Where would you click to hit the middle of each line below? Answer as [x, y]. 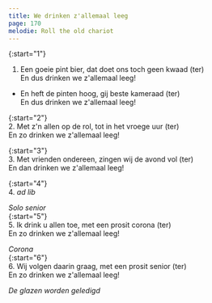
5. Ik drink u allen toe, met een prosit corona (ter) [90, 225]
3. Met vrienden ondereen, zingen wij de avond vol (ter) [101, 159]
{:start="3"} [28, 151]
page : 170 [25, 23]
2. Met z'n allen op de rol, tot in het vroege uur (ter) [94, 127]
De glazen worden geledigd [55, 291]
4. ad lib [22, 192]
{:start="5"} [28, 217]
